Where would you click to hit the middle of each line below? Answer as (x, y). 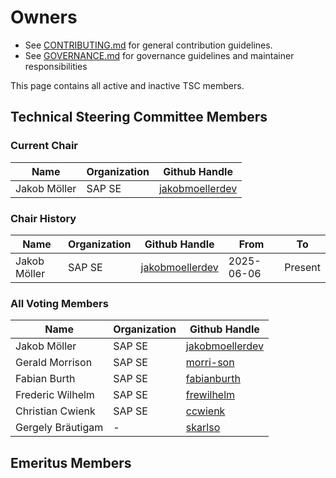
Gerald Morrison (54, 363)
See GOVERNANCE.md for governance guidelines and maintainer (159, 55)
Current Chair (44, 146)
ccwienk (205, 411)
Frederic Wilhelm (55, 395)
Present (302, 267)
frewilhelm (210, 395)
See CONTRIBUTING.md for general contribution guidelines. (148, 45)
